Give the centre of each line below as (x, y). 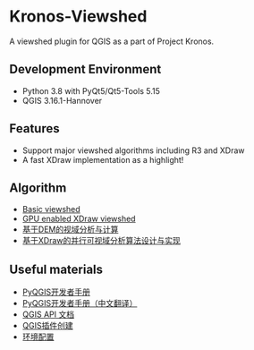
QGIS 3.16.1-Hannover (62, 100)
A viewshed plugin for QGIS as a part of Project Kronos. (112, 41)
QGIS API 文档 (48, 314)
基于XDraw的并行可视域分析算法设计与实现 (102, 241)
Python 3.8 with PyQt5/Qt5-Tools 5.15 (91, 90)
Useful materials (56, 269)
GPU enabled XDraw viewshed (79, 219)
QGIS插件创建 (47, 326)
